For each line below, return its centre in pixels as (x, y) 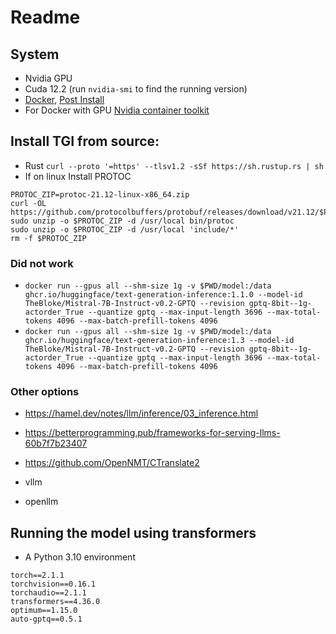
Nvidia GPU (48, 78)
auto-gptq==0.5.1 (46, 619)
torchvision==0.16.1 (53, 584)
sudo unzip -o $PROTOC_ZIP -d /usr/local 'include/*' (125, 229)
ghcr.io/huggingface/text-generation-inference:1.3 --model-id (159, 341)
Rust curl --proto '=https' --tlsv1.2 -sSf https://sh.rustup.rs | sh (174, 165)
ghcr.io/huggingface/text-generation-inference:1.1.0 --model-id (163, 295)
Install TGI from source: (85, 141)
